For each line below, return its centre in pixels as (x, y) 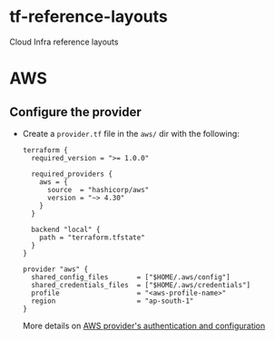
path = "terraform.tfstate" (92, 238)
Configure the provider (76, 112)
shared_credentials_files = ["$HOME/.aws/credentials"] (141, 285)
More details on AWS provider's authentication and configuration (144, 325)
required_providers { (72, 174)
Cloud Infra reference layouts (64, 42)
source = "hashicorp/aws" (98, 189)
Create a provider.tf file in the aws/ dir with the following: (131, 133)
